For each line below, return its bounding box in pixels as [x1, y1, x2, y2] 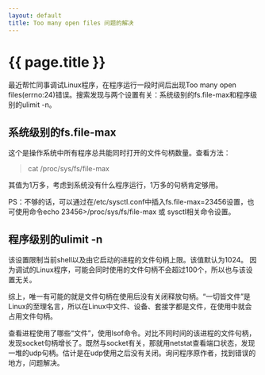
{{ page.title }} [8, 53, 106, 71]
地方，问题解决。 [8, 358, 64, 368]
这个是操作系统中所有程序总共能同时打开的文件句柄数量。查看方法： [8, 148, 231, 158]
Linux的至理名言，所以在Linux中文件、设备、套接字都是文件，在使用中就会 [8, 302, 252, 312]
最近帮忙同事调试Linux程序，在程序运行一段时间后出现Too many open [8, 80, 236, 90]
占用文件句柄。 [8, 312, 57, 321]
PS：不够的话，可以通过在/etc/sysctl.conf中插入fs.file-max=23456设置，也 [8, 197, 255, 207]
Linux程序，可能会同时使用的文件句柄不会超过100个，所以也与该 [35, 265, 246, 274]
